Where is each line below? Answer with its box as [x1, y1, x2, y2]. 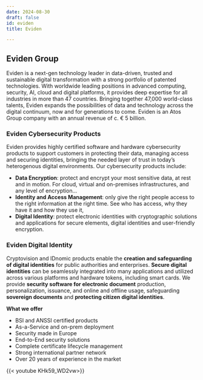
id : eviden [6, 20, 34, 26]
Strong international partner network [15, 349, 107, 356]
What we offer [6, 305, 44, 312]
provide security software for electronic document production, [6, 280, 166, 287]
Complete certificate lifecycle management [15, 342, 123, 350]
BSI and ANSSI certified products [15, 316, 98, 324]
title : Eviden [6, 25, 42, 32]
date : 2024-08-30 [6, 8, 50, 15]
